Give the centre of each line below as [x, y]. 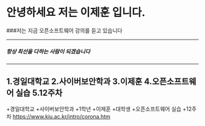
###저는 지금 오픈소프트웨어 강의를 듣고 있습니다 [64, 30]
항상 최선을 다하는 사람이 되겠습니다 [48, 51]
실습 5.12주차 [39, 93]
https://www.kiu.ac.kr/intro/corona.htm [62, 116]
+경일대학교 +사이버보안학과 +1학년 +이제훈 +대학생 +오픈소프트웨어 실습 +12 [99, 109]
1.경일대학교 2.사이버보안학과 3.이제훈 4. [79, 82]
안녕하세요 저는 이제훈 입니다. [76, 12]
